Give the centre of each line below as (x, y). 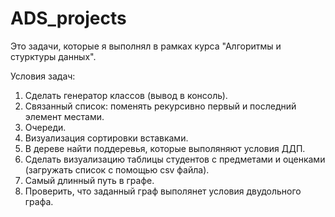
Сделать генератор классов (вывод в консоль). (126, 95)
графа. (39, 201)
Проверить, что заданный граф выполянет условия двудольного (163, 191)
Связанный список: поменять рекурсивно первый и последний (160, 106)
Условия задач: (43, 76)
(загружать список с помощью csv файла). (117, 169)
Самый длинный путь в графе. (89, 180)
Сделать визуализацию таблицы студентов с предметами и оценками (175, 159)
